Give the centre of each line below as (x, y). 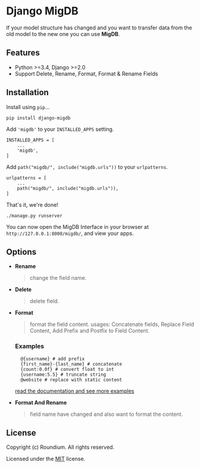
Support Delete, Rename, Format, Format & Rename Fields (86, 74)
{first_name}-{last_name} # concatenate (71, 364)
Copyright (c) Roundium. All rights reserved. (60, 447)
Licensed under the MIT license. (46, 459)
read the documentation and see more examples (74, 391)
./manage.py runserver (34, 216)
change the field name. (58, 278)
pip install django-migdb (38, 118)
